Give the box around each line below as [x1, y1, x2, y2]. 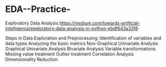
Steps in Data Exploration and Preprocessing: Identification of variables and [5, 35, 161, 41]
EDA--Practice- [5, 3, 71, 15]
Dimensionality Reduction [5, 56, 58, 62]
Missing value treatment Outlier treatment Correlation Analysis [5, 51, 134, 57]
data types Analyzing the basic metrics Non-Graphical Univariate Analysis [5, 40, 158, 46]
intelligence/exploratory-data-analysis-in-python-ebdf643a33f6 [5, 25, 138, 31]
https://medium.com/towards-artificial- [59, 20, 140, 26]
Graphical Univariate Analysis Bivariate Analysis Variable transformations [5, 45, 156, 51]
